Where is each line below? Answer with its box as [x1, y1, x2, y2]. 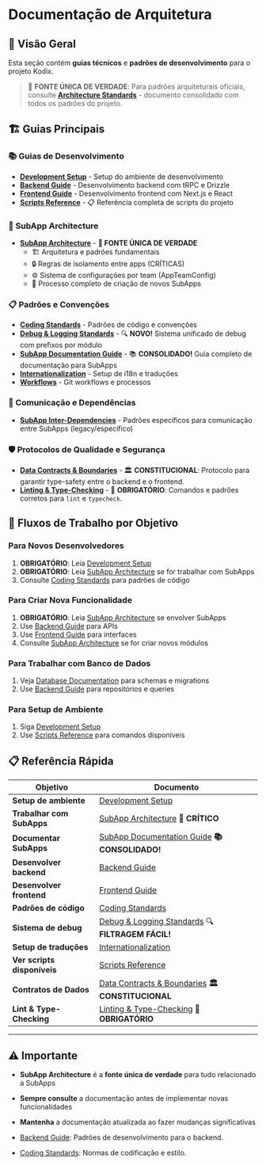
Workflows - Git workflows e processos [19, 378, 151, 387]
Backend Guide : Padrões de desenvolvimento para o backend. [19, 1133, 224, 1142]
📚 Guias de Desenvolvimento [8, 150, 124, 162]
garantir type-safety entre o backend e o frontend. [19, 477, 184, 486]
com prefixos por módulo [19, 341, 103, 350]
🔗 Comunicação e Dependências [8, 398, 136, 409]
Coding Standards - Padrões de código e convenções [19, 320, 198, 329]
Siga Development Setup [19, 722, 101, 732]
